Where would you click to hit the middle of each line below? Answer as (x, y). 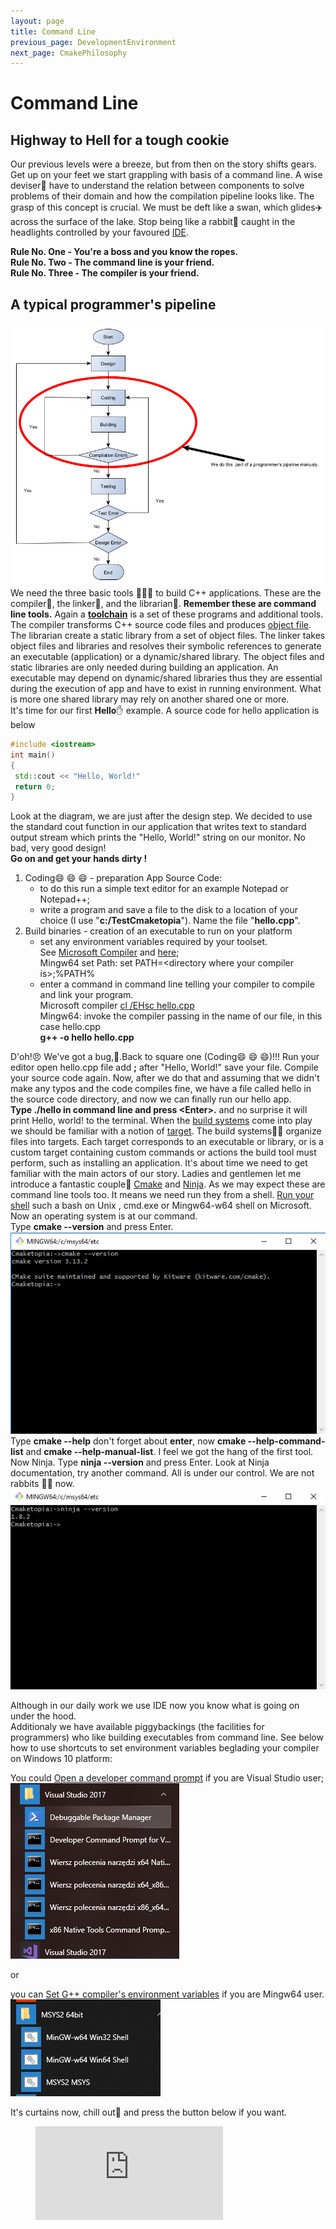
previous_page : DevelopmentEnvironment (93, 42)
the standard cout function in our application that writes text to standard (158, 827)
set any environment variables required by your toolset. (153, 942)
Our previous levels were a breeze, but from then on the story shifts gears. (163, 164)
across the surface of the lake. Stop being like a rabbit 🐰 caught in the (153, 222)
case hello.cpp (70, 1027)
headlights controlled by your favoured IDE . (100, 232)
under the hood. (43, 1716)
